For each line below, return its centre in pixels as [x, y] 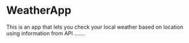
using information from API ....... [46, 33]
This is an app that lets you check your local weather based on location [95, 27]
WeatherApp [39, 10]
